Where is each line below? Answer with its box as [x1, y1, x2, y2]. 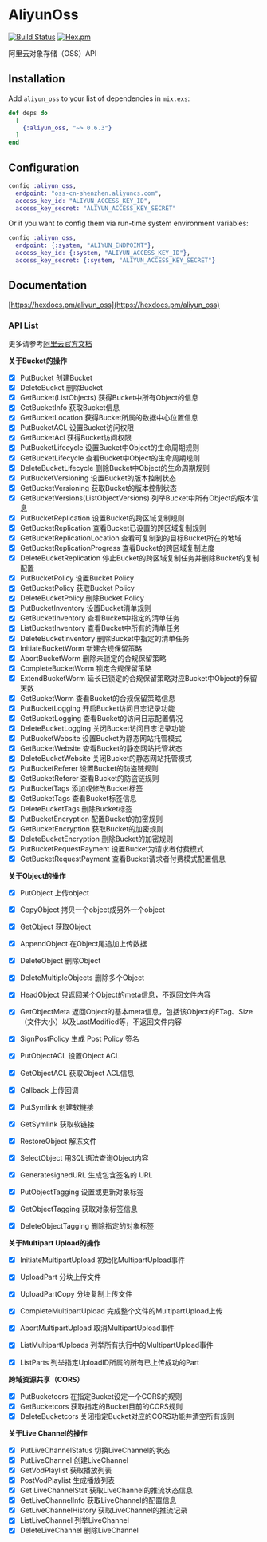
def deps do [8, 109, 48, 117]
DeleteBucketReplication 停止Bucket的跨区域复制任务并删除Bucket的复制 [19, 553, 260, 563]
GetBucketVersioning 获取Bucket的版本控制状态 [19, 483, 177, 492]
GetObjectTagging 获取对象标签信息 [19, 1205, 138, 1214]
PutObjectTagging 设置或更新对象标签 [19, 1187, 144, 1197]
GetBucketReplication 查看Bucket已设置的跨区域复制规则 [19, 523, 206, 532]
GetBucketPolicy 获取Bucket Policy [19, 584, 135, 593]
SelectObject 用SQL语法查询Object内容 [19, 1153, 149, 1162]
